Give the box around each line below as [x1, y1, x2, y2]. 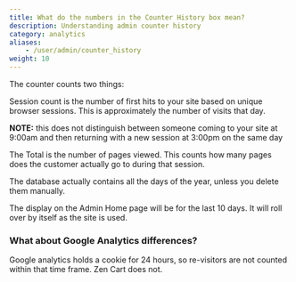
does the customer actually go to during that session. [9, 159, 205, 169]
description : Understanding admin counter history [9, 21, 201, 30]
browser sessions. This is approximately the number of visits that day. [9, 106, 266, 116]
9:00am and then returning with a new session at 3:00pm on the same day [9, 133, 284, 142]
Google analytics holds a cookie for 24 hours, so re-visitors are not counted [9, 254, 288, 265]
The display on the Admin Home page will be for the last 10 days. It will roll [9, 203, 283, 214]
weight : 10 [9, 54, 50, 63]
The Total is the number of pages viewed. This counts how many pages [9, 149, 272, 160]
